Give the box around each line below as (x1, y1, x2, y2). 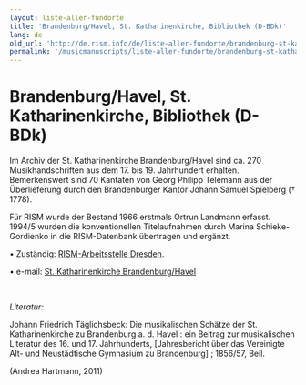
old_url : (9, 38, 43, 48)
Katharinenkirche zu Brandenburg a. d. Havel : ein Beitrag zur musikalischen (9, 329, 296, 339)
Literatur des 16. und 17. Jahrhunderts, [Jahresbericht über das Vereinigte (9, 339, 285, 350)
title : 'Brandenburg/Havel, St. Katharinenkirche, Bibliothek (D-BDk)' (9, 22, 287, 31)
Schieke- (256, 221, 291, 232)
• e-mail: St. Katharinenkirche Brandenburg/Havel (9, 266, 197, 278)
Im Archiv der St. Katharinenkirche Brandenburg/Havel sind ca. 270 (9, 156, 262, 167)
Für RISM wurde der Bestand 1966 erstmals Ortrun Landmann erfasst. (9, 211, 271, 223)
